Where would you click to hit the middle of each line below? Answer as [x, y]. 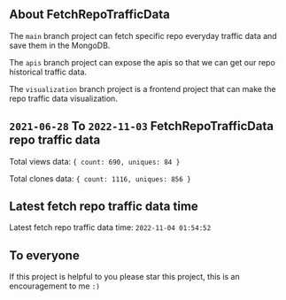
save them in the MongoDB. [60, 45]
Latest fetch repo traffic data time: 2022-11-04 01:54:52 [110, 227]
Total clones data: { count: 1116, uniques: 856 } [100, 178]
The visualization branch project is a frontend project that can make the [143, 88]
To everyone [44, 255]
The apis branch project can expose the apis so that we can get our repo [143, 62]
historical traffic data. [48, 72]
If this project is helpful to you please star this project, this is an [125, 277]
